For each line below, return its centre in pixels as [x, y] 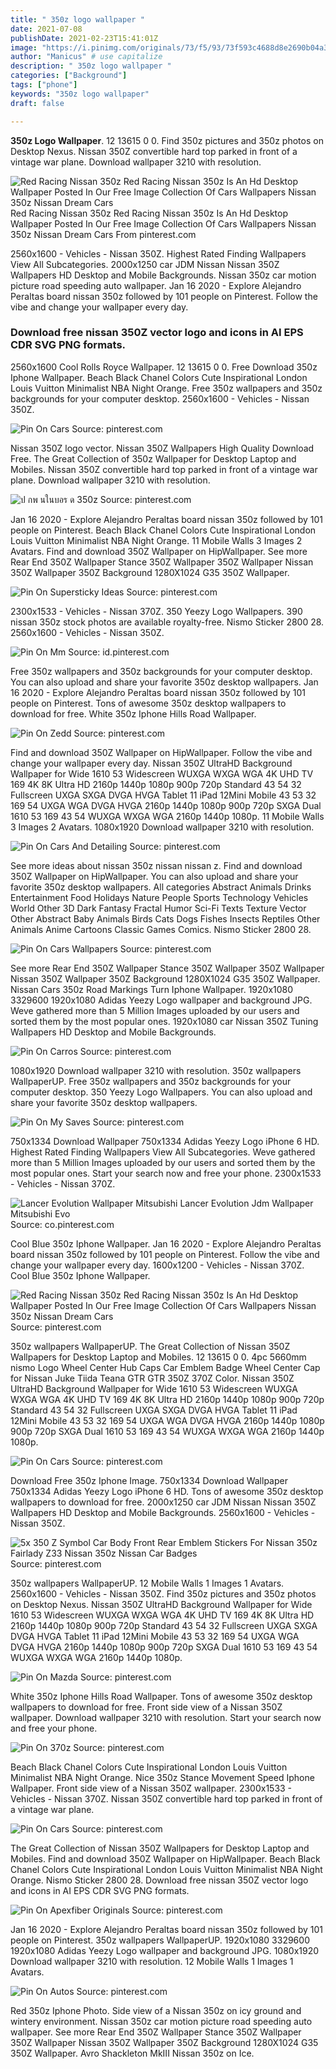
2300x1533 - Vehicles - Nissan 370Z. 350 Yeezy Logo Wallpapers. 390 [156, 611]
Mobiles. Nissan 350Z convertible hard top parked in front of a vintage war [164, 469]
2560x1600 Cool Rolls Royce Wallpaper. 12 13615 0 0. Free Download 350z [164, 367]
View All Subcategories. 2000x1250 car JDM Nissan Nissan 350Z [145, 264]
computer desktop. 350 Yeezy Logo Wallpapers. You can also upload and [161, 1092]
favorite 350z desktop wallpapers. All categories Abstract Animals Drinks [161, 887]
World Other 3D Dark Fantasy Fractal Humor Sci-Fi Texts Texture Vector [158, 908]
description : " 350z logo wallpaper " [91, 66]
